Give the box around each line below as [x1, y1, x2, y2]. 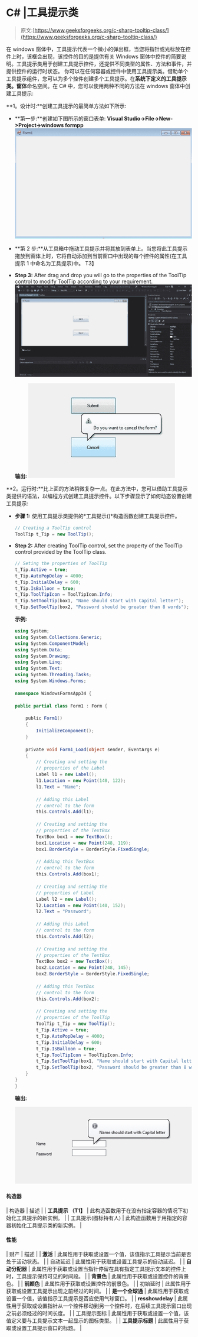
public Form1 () [25, 715, 63, 722]
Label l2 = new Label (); [36, 896, 97, 902]
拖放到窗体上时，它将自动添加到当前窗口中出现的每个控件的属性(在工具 [14, 252, 187, 259]
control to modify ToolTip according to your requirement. [14, 278, 153, 285]
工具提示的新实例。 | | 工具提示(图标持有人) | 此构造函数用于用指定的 [16, 1214, 183, 1221]
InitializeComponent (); [36, 728, 94, 734]
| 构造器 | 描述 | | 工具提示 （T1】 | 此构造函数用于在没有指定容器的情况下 [6, 1207, 183, 1214]
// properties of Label [36, 890, 94, 896]
